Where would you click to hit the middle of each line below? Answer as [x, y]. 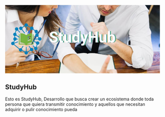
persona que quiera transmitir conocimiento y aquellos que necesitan [75, 104]
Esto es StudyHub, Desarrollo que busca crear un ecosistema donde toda [79, 99]
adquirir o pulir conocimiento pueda [41, 109]
